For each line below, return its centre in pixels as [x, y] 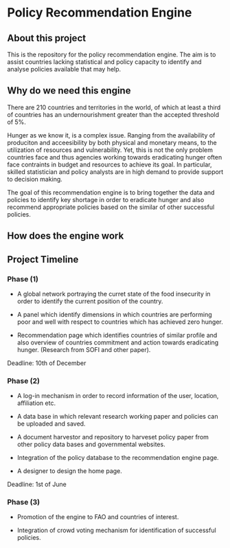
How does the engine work [66, 236]
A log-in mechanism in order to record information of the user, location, [118, 396]
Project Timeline [43, 259]
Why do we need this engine [69, 91]
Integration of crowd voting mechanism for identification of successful [116, 530]
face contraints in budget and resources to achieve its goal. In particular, [110, 164]
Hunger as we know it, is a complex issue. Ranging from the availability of [111, 135]
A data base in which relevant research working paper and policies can [117, 417]
